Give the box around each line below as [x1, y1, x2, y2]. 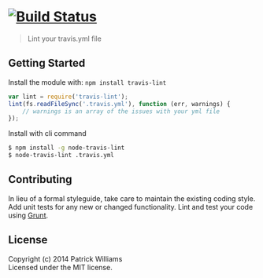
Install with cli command [8, 129, 87, 138]
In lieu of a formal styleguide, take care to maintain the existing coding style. [8, 193, 256, 203]
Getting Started [8, 57, 86, 70]
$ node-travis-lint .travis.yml [8, 152, 114, 159]
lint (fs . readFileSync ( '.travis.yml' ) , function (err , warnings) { [8, 100, 231, 108]
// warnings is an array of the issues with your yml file [22, 107, 220, 115]
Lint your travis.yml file [27, 34, 102, 43]
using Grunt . [8, 210, 49, 220]
